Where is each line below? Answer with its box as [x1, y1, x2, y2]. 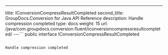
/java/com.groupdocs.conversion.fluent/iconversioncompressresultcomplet [5, 26, 161, 31]
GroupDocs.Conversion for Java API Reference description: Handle [5, 15, 143, 21]
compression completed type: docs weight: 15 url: [5, 20, 108, 26]
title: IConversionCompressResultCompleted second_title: [5, 10, 124, 15]
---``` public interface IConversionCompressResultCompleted [13, 31, 139, 37]
